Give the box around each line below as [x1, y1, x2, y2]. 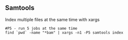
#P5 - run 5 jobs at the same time [5, 26, 78, 31]
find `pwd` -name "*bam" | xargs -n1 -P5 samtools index [5, 30, 124, 35]
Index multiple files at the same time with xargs [5, 16, 100, 22]
